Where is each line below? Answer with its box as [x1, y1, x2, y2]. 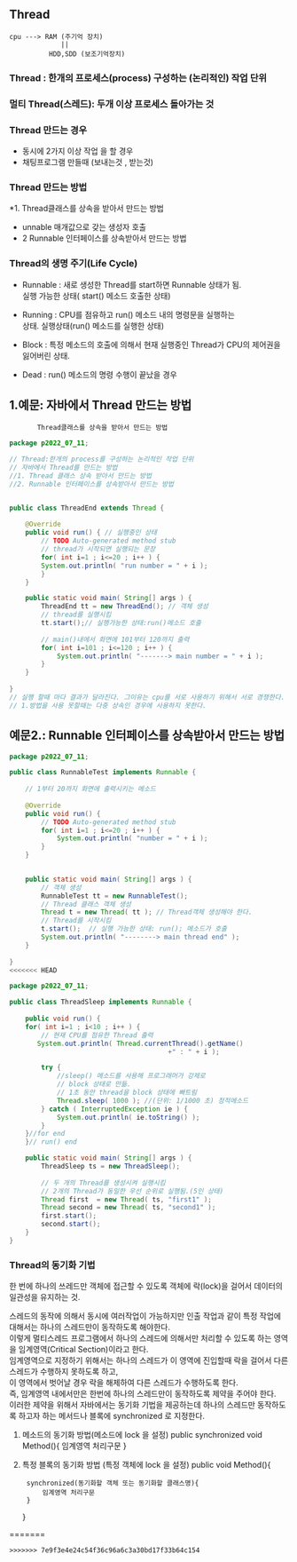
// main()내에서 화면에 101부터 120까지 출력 [41, 635, 190, 644]
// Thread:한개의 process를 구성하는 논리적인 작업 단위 [9, 455, 194, 464]
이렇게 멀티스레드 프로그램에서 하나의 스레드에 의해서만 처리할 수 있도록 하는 [9, 1333, 272, 1344]
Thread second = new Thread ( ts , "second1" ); [41, 1203, 216, 1212]
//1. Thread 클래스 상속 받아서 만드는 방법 [9, 471, 152, 480]
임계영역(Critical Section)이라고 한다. [18, 1344, 149, 1355]
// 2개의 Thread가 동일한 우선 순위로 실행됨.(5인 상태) [41, 1186, 224, 1195]
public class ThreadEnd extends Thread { [9, 503, 165, 512]
